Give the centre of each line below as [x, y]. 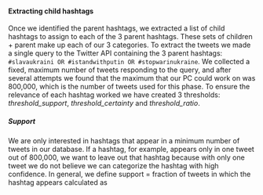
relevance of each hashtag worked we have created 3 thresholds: [114, 95]
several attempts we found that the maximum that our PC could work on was [132, 78]
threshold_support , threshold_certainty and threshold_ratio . [104, 103]
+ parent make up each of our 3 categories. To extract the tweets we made [130, 45]
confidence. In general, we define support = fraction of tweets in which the [130, 174]
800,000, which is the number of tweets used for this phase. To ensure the [129, 87]
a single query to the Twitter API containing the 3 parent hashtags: [115, 53]
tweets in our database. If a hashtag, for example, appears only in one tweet [131, 150]
